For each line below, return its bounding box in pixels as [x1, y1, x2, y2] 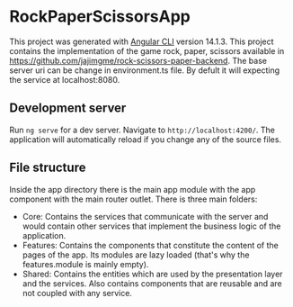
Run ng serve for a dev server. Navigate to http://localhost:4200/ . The [9, 124, 276, 135]
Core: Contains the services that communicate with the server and [22, 211, 269, 221]
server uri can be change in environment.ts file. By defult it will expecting [9, 65, 280, 76]
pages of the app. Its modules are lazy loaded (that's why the [22, 249, 250, 260]
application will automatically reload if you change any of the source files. [9, 133, 281, 145]
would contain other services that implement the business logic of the [22, 221, 281, 231]
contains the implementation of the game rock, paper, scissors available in [9, 45, 285, 56]
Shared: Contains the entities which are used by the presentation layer [22, 268, 283, 279]
